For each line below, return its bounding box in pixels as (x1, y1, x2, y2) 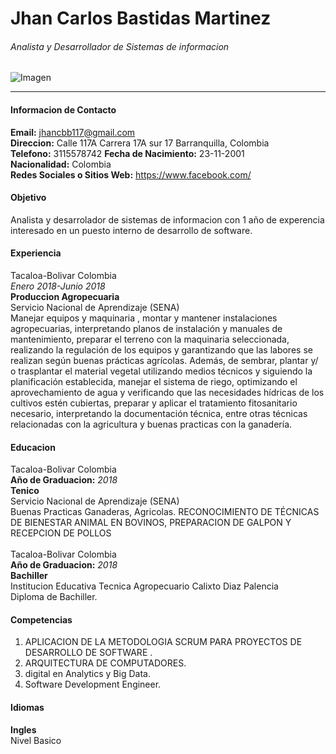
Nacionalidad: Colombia (10, 158, 112, 170)
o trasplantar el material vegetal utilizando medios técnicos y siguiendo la (10, 365, 313, 377)
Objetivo (10, 192, 47, 204)
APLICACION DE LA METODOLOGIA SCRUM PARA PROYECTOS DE (24, 636, 303, 648)
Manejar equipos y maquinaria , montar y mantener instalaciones (10, 312, 278, 324)
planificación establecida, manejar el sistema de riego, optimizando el (10, 376, 298, 387)
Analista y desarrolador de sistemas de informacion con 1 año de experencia (10, 213, 325, 226)
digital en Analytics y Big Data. (24, 668, 151, 680)
